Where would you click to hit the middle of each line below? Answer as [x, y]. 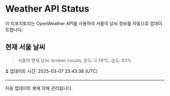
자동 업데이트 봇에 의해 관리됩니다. [39, 88]
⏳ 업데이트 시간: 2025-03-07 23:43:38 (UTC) [51, 71]
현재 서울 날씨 [25, 47]
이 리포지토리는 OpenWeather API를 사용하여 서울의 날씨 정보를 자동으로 [77, 23]
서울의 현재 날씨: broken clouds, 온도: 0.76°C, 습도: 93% [75, 60]
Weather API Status [47, 9]
